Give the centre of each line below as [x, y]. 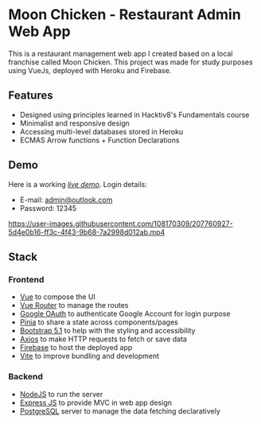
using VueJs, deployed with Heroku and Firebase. [90, 70]
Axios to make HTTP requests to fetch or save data [103, 339]
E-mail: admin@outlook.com [66, 200]
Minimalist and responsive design [74, 123]
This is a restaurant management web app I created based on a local [121, 53]
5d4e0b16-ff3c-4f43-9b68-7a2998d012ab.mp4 [87, 231]
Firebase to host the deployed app [76, 348]
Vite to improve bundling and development [90, 356]
